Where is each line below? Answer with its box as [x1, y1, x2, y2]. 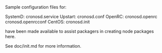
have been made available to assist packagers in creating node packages [5, 28, 154, 34]
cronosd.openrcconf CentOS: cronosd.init [5, 19, 90, 25]
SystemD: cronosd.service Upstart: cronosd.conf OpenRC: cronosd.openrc [5, 14, 158, 19]
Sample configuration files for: [5, 4, 66, 10]
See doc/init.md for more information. [5, 43, 81, 49]
